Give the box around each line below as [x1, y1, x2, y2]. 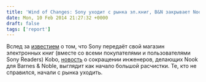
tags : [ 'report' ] [6, 26, 51, 32]
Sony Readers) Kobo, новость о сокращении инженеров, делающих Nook [6, 56, 198, 63]
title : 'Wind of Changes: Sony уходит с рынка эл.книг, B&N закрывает [6, 9, 191, 15]
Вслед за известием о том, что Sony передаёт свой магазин [6, 43, 165, 50]
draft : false [6, 20, 40, 26]
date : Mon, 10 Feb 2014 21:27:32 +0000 [6, 15, 109, 21]
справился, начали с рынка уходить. [6, 69, 103, 76]
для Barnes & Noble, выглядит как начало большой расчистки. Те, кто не [6, 62, 197, 70]
